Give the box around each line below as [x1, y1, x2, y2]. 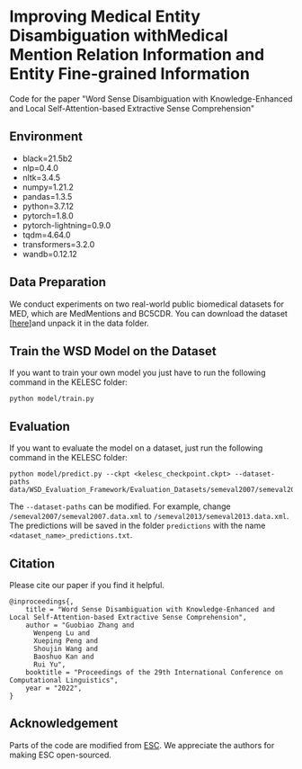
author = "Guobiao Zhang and [25, 621, 135, 630]
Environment [9, 129, 84, 145]
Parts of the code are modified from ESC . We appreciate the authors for [9, 739, 275, 750]
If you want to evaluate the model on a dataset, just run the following [9, 443, 263, 453]
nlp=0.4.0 [22, 162, 58, 173]
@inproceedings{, [9, 597, 75, 606]
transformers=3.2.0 [22, 238, 95, 249]
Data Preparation [9, 274, 106, 290]
